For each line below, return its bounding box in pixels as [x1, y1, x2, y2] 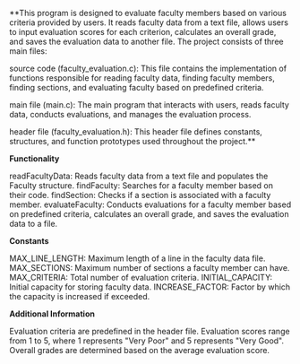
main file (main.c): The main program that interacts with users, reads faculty [9, 100, 289, 110]
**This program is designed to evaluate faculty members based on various [9, 8, 287, 18]
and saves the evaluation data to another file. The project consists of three [9, 36, 284, 47]
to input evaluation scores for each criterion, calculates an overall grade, [9, 27, 277, 37]
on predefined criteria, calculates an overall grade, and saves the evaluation [9, 209, 289, 219]
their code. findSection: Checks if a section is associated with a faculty [9, 190, 271, 200]
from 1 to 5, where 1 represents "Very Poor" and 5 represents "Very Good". [9, 335, 285, 346]
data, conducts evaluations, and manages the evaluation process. [9, 109, 252, 119]
